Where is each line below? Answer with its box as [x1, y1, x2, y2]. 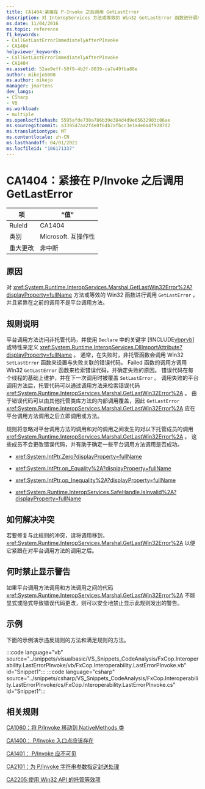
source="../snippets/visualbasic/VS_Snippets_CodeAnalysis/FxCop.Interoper [6, 655, 199, 662]
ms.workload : [6, 105, 40, 112]
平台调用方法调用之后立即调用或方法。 [6, 412, 103, 420]
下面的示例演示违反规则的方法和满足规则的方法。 [6, 636, 129, 643]
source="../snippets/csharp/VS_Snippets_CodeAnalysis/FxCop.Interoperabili [6, 674, 198, 682]
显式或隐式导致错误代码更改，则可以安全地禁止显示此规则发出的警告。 [6, 599, 183, 606]
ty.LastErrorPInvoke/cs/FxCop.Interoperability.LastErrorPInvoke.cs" [6, 681, 176, 688]
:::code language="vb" [6, 648, 63, 656]
